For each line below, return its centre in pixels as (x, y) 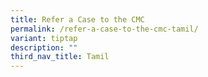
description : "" (44, 47)
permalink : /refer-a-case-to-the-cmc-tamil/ (104, 29)
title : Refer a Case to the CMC (77, 19)
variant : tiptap (44, 38)
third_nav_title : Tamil (60, 57)
